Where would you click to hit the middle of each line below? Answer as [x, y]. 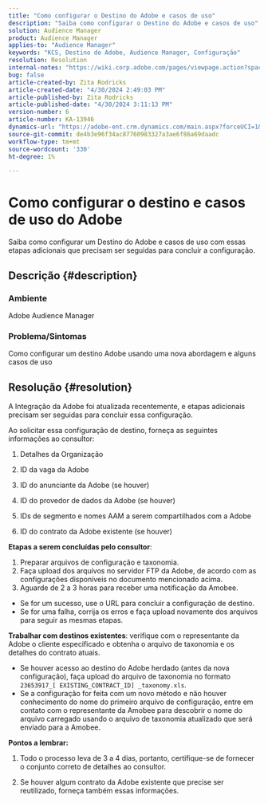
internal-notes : [35, 68]
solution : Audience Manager [55, 30]
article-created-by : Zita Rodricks [67, 82]
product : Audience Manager [53, 38]
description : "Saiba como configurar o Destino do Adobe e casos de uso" [134, 23]
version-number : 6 [39, 112]
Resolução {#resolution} [71, 387]
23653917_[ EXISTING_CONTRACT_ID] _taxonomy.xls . [103, 685]
